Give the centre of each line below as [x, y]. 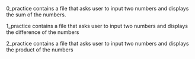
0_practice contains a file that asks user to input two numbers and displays [97, 8]
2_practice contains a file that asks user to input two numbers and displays [97, 44]
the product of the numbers [40, 50]
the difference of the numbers [43, 32]
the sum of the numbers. [36, 15]
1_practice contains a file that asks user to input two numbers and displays [97, 26]
